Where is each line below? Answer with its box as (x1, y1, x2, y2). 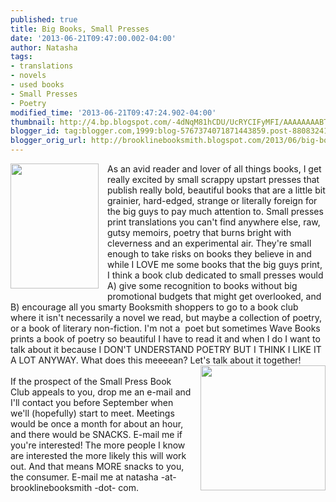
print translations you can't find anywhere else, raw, (107, 216, 321, 228)
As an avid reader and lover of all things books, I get (107, 163, 322, 175)
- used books (10, 80, 65, 90)
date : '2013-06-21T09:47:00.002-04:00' (10, 33, 177, 43)
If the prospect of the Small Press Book (10, 376, 172, 387)
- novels (10, 71, 47, 81)
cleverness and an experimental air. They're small (107, 237, 312, 249)
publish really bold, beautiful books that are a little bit (107, 184, 326, 196)
